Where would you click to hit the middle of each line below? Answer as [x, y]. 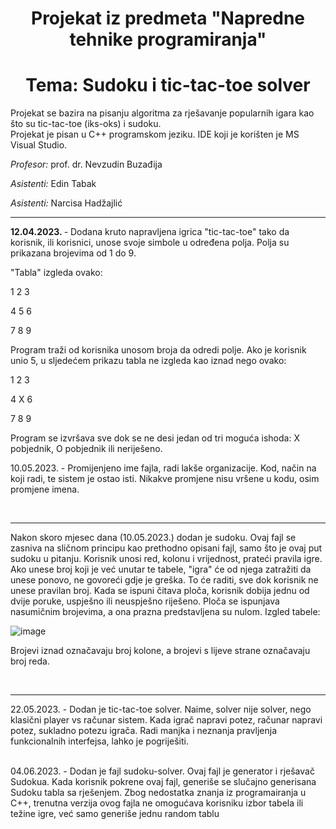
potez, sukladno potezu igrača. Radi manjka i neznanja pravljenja [143, 731]
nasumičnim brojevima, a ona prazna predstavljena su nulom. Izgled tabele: [165, 612]
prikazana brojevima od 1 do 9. [73, 253]
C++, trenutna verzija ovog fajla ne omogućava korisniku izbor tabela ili [157, 803]
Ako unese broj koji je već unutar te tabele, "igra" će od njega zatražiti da [161, 569]
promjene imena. [45, 489]
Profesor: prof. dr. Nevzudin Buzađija [86, 164]
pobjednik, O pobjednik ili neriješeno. [86, 449]
